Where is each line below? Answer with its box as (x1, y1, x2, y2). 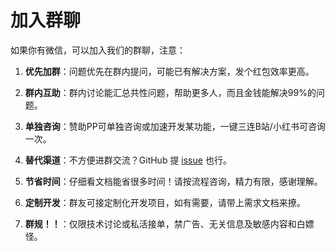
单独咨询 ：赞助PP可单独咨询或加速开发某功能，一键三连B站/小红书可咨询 (24, 120, 326, 132)
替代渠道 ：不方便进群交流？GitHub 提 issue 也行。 (24, 154, 232, 166)
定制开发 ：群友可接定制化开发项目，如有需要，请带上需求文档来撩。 (24, 196, 306, 208)
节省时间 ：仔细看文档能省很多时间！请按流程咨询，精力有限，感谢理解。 (24, 175, 323, 187)
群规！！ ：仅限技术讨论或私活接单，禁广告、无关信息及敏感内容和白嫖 (24, 217, 315, 230)
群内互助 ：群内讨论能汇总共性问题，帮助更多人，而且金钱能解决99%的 (24, 86, 317, 98)
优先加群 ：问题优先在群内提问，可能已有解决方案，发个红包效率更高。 (24, 65, 315, 77)
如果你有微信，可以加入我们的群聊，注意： (10, 44, 186, 56)
